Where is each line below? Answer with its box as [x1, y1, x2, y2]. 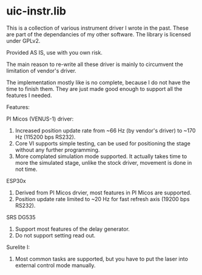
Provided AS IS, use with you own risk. [6, 48, 103, 56]
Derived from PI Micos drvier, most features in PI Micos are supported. [15, 189, 192, 196]
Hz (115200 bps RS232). [15, 133, 76, 141]
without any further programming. [15, 146, 100, 153]
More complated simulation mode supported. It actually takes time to [15, 153, 187, 160]
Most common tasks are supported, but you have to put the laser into [15, 255, 188, 262]
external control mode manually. [15, 262, 96, 269]
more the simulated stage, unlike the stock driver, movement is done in [15, 159, 192, 166]
